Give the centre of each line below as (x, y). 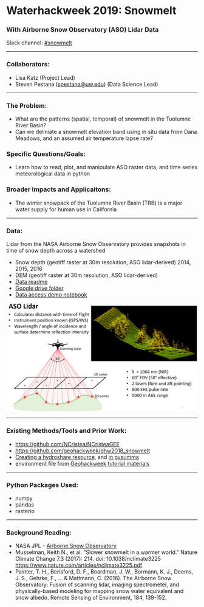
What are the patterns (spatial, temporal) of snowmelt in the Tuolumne (103, 119)
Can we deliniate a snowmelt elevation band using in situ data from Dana (106, 132)
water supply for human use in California (66, 209)
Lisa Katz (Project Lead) (45, 77)
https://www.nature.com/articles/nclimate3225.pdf (79, 565)
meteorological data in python (53, 174)
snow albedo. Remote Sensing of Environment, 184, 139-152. (91, 598)
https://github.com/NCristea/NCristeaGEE (67, 444)
